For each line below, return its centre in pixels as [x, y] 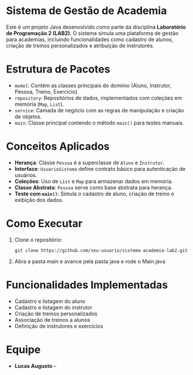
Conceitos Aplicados [58, 147]
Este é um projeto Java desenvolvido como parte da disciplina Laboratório [96, 27]
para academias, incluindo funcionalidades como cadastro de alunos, [90, 39]
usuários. [26, 175]
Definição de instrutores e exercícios [59, 326]
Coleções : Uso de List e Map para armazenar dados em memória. [94, 181]
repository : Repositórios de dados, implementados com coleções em [98, 98]
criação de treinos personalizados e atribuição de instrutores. [80, 46]
